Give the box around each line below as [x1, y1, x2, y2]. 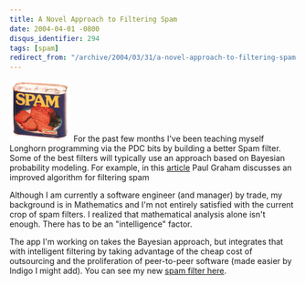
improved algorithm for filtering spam [9, 172, 150, 183]
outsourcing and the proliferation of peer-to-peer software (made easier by [9, 256, 292, 267]
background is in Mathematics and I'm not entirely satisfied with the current [9, 199, 294, 210]
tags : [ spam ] [9, 44, 59, 53]
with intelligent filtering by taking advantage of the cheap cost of [9, 246, 253, 257]
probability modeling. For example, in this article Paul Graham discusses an [9, 162, 292, 173]
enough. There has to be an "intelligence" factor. [9, 219, 194, 229]
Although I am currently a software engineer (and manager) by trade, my [9, 189, 283, 200]
